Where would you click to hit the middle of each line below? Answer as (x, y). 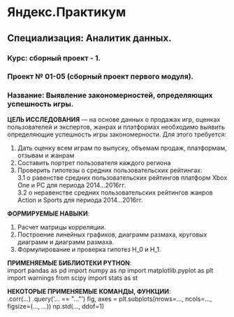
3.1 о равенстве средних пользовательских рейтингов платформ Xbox (122, 177)
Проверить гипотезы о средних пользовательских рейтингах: (110, 170)
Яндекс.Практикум (67, 12)
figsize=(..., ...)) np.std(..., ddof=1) (56, 306)
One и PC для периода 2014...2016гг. (72, 185)
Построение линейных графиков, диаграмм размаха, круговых (112, 234)
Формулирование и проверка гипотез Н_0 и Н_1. (89, 249)
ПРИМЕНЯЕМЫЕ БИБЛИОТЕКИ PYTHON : (70, 262)
